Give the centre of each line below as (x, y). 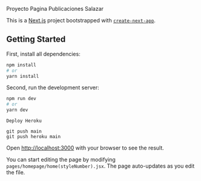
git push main (24, 132)
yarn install (23, 76)
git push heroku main (34, 137)
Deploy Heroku (24, 121)
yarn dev (17, 110)
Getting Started (36, 40)
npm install (21, 65)
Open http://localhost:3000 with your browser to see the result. (85, 148)
